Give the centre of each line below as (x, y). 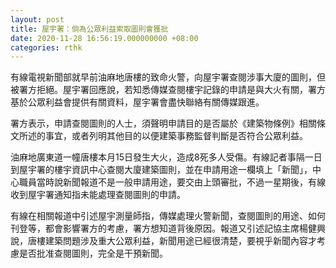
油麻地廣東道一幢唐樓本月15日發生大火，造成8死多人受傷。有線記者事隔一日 (166, 157)
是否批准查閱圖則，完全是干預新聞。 (93, 253)
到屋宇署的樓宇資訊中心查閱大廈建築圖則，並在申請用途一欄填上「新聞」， (161, 170)
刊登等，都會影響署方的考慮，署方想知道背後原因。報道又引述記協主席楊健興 (168, 228)
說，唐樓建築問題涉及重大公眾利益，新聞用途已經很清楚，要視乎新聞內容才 (163, 241)
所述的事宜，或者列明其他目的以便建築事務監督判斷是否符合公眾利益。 (163, 136)
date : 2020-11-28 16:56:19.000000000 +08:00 (104, 38)
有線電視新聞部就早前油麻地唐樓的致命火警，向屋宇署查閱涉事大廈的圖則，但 (168, 77)
